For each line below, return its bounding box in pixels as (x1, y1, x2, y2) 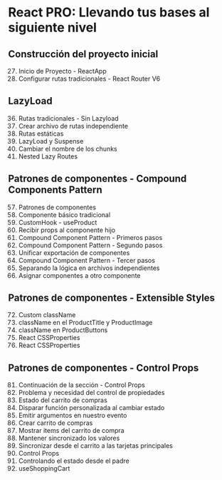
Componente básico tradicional (18, 210, 111, 219)
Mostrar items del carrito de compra (18, 426, 125, 435)
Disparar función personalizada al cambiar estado (18, 404, 165, 412)
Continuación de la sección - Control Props (18, 381, 145, 389)
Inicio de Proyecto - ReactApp (18, 67, 107, 75)
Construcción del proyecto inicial (8, 48, 159, 60)
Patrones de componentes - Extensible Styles (8, 292, 216, 304)
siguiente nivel (8, 19, 97, 36)
